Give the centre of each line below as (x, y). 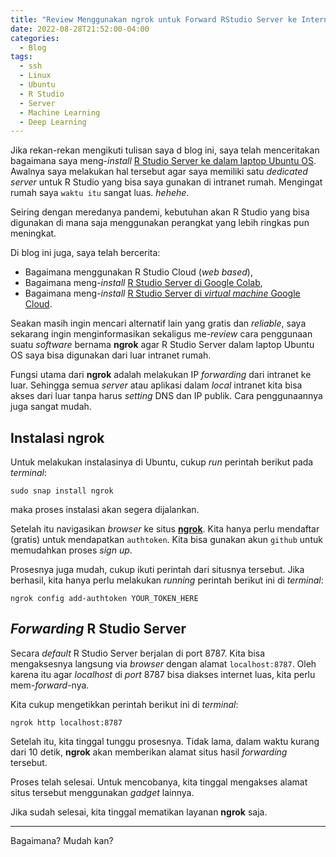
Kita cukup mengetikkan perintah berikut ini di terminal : (124, 704)
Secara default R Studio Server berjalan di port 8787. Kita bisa (138, 653)
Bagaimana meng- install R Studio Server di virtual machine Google (162, 293)
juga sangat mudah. (51, 407)
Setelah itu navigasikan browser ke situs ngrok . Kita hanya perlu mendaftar (165, 529)
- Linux (35, 76)
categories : (35, 38)
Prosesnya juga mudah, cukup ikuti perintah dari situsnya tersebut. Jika (157, 570)
